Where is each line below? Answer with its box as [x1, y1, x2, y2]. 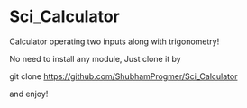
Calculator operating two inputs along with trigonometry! [9, 36, 220, 47]
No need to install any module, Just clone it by [9, 53, 182, 64]
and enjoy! [9, 88, 49, 99]
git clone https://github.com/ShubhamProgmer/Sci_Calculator [9, 70, 238, 82]
